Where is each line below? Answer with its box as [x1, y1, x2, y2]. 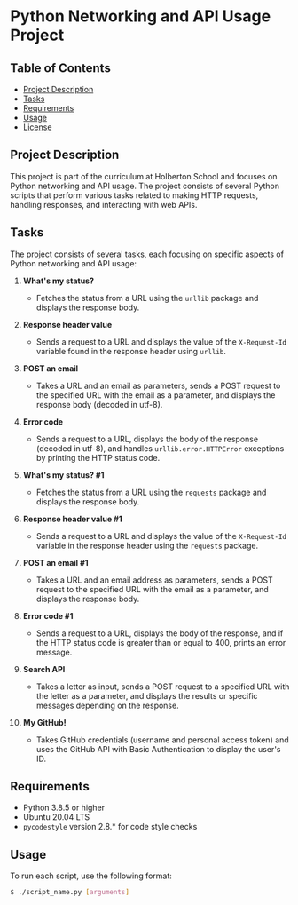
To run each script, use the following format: [10, 870, 172, 881]
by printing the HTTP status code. [35, 452, 161, 463]
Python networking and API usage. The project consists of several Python [10, 180, 280, 191]
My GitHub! [22, 717, 67, 727]
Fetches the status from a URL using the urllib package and [35, 292, 259, 303]
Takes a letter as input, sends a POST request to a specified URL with [35, 681, 290, 692]
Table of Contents [10, 60, 112, 75]
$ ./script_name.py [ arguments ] [10, 888, 129, 897]
